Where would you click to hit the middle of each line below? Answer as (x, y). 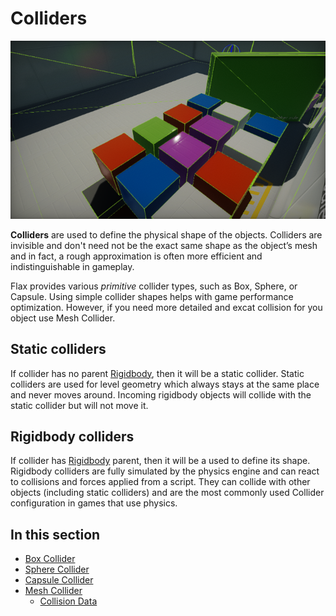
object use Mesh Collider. (63, 318)
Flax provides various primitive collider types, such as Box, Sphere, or (154, 286)
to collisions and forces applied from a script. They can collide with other (160, 482)
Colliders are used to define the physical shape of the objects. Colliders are (166, 234)
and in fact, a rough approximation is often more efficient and (136, 256)
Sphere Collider (57, 569)
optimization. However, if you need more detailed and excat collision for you (166, 307)
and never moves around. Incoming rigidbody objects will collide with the (161, 394)
